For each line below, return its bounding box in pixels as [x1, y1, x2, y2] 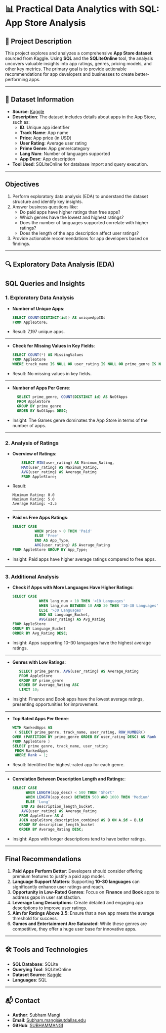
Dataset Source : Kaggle [12, 972, 62, 978]
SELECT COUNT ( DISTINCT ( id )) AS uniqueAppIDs [12, 315, 106, 320]
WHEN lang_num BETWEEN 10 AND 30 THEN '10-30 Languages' [39, 603, 159, 608]
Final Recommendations [5, 855, 82, 863]
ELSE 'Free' [34, 534, 59, 539]
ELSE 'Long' [25, 799, 50, 804]
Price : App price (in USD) [19, 135, 72, 141]
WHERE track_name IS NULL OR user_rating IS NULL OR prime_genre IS [12, 362, 157, 367]
